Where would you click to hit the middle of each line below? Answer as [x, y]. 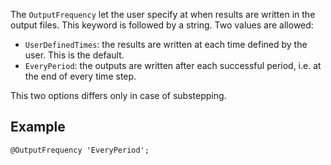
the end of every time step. [80, 76]
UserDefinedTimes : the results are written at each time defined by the [166, 44]
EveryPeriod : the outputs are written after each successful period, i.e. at [173, 65]
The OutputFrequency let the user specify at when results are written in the [163, 14]
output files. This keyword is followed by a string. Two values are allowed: [162, 25]
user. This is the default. [74, 55]
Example [38, 127]
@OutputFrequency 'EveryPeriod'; [80, 150]
